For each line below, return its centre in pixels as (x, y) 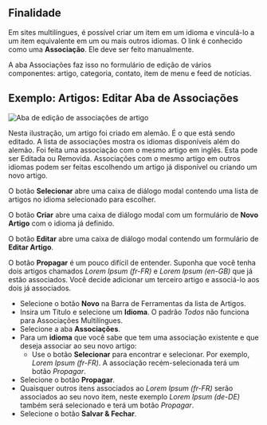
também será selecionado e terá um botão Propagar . (107, 405)
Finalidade (35, 13)
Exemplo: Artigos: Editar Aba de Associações (124, 98)
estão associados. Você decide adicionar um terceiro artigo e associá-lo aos (134, 279)
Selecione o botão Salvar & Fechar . (78, 413)
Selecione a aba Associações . (70, 329)
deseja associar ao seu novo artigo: (78, 345)
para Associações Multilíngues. (71, 320)
